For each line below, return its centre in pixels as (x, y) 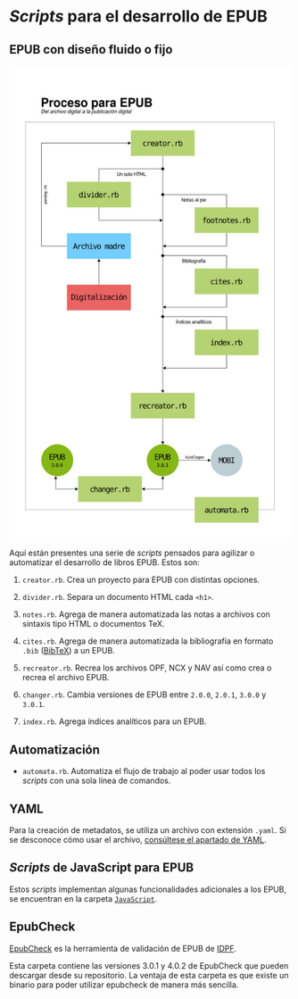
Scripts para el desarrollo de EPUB (138, 17)
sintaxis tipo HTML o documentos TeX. (93, 624)
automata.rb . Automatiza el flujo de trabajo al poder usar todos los (144, 771)
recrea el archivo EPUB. (66, 678)
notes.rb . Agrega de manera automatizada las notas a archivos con (146, 614)
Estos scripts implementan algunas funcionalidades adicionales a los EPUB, (148, 889)
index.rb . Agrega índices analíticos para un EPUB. (114, 721)
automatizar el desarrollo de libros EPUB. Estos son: (105, 562)
